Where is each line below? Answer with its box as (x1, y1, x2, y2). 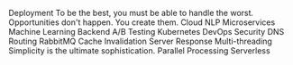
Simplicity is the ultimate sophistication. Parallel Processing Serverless (8, 45, 271, 56)
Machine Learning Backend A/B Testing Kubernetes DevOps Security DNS (8, 27, 285, 37)
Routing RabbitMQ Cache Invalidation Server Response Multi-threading (8, 36, 272, 46)
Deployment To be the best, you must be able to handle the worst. (8, 8, 254, 18)
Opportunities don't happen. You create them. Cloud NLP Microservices (8, 17, 276, 28)
